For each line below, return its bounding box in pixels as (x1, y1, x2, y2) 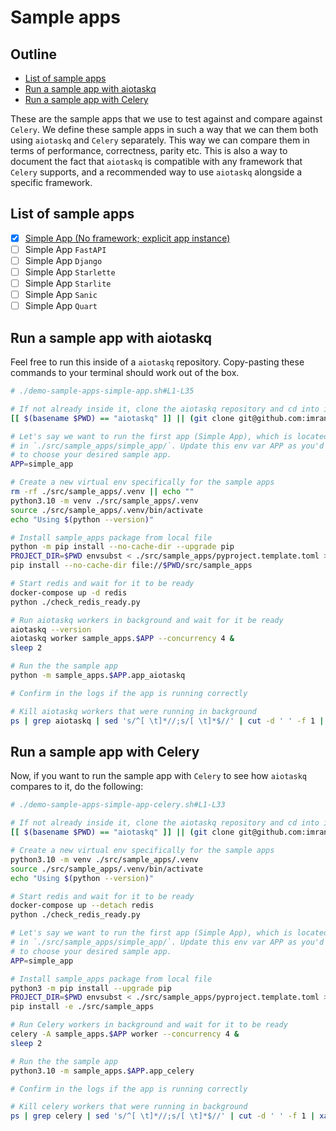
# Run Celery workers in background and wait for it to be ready (10, 1020, 288, 1030)
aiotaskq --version (10, 624, 92, 635)
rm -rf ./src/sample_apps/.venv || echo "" (10, 487, 195, 497)
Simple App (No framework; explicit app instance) (24, 232, 231, 244)
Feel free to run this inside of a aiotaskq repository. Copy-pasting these (10, 356, 305, 368)
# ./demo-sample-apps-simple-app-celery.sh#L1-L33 (10, 800, 226, 810)
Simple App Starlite (24, 277, 112, 290)
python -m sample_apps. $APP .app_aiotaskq (10, 671, 186, 681)
